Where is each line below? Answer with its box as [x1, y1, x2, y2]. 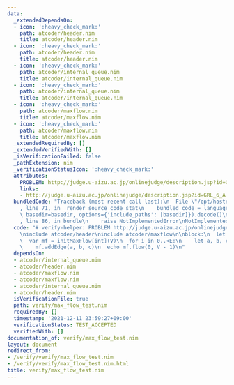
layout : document [7, 341, 58, 348]
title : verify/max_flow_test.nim [7, 367, 104, 374]
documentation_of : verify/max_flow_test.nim [7, 334, 139, 342]
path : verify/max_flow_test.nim [13, 302, 108, 309]
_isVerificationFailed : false [13, 153, 101, 160]
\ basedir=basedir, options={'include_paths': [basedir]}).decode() [19, 211, 223, 218]
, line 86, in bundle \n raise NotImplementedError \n [19, 218, 186, 225]
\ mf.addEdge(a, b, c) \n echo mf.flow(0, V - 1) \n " [19, 243, 186, 251]
